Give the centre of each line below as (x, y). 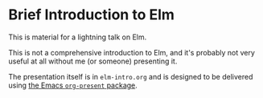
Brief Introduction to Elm (92, 15)
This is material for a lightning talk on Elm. (78, 37)
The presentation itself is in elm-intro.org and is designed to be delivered (131, 76)
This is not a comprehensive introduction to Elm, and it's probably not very (132, 52)
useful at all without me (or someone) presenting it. (93, 61)
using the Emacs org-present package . (73, 85)
